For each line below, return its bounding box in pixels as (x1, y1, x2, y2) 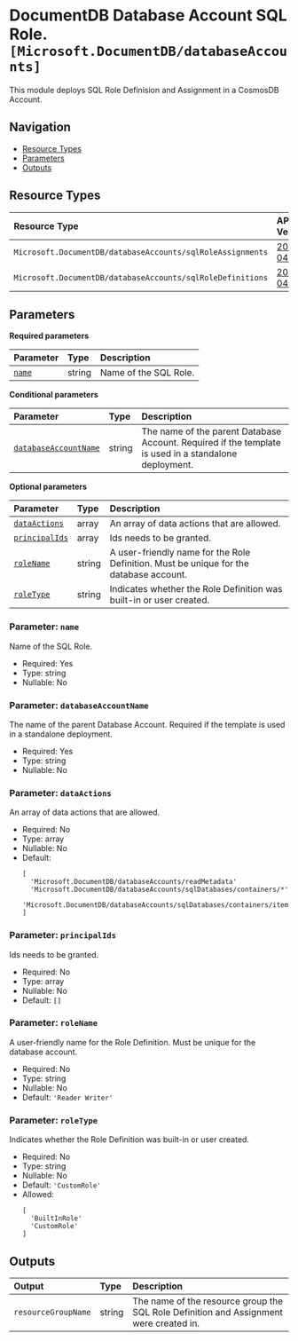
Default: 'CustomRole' (21, 1179, 102, 1190)
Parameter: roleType (9, 1114, 98, 1126)
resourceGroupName (13, 1306, 91, 1317)
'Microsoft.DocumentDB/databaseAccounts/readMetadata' (30, 878, 238, 887)
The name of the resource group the (132, 1295, 284, 1307)
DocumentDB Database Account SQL (9, 5, 288, 26)
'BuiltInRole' (30, 1214, 82, 1223)
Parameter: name (9, 620, 80, 633)
